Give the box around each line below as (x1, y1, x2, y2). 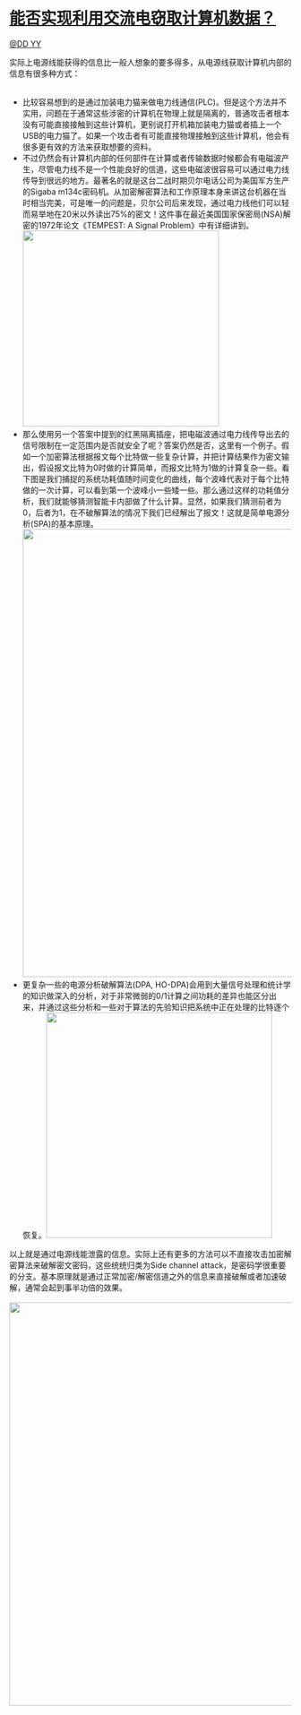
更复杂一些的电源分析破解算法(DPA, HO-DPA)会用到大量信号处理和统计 (21, 978, 284, 990)
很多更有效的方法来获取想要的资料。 (21, 141, 157, 152)
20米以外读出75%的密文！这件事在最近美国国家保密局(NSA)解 (61, 208, 291, 220)
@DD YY (9, 38, 42, 49)
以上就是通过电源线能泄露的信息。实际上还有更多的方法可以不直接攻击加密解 (9, 1248, 292, 1259)
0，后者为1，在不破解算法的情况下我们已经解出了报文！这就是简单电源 (21, 507, 282, 518)
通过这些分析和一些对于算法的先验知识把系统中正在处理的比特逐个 (46, 1001, 289, 1013)
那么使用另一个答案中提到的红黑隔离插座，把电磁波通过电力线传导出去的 (21, 428, 289, 439)
